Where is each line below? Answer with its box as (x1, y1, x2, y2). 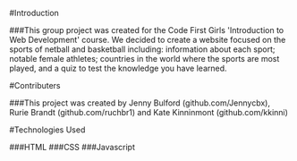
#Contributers (9, 80, 61, 90)
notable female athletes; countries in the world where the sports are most (9, 54, 280, 64)
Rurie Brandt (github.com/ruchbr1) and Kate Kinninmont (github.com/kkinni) (9, 107, 289, 117)
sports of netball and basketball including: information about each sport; (9, 44, 276, 55)
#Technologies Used (9, 124, 86, 135)
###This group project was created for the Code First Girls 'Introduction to (9, 25, 284, 35)
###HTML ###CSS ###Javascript (9, 142, 136, 152)
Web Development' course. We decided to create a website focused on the (9, 35, 286, 45)
